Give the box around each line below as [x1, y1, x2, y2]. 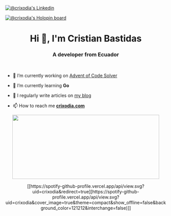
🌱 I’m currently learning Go [12, 83, 69, 89]
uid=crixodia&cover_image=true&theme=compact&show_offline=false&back [5, 200, 166, 206]
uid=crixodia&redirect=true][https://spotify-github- [32, 189, 139, 195]
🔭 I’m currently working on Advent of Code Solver [12, 72, 117, 79]
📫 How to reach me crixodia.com [12, 103, 85, 109]
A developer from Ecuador [52, 51, 119, 58]
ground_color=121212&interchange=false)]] [40, 205, 131, 211]
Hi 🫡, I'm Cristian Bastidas [30, 33, 142, 45]
